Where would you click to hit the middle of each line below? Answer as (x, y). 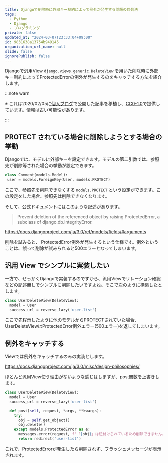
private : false (21, 33)
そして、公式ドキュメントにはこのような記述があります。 (64, 207)
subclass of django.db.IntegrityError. (55, 222)
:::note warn (17, 93)
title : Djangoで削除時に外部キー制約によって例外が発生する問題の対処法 (72, 10)
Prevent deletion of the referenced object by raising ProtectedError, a (88, 217)
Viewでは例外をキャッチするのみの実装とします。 (56, 357)
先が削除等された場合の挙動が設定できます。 (51, 166)
